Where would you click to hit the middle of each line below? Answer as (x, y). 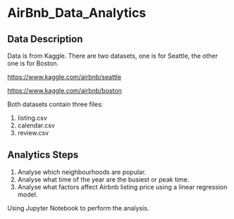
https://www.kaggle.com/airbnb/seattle (64, 77)
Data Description (45, 39)
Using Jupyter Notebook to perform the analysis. (78, 208)
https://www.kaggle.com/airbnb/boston (64, 90)
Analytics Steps (43, 155)
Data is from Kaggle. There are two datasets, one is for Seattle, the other (113, 56)
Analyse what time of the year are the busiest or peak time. (103, 179)
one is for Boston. (33, 63)
